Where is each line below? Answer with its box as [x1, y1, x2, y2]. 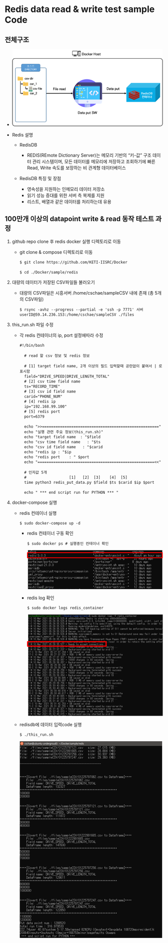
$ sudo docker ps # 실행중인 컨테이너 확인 [27, 541, 109, 546]
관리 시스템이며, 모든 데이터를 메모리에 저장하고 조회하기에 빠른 [32, 158, 156, 164]
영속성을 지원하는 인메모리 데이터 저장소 [27, 186, 105, 192]
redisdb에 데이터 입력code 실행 [19, 722, 82, 728]
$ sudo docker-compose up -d [19, 520, 81, 525]
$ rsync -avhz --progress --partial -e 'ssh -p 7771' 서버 [19, 307, 143, 312]
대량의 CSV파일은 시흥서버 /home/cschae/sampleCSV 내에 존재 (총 [19, 290, 154, 296]
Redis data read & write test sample [5, 4, 155, 15]
